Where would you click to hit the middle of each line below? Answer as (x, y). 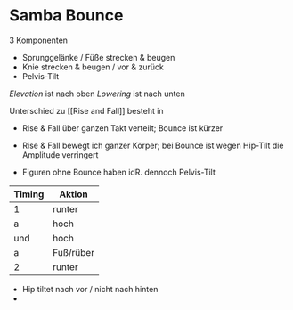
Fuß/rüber (74, 252)
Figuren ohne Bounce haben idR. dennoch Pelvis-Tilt (119, 172)
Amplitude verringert (60, 155)
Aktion (73, 194)
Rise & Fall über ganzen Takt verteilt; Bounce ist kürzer (122, 128)
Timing (29, 194)
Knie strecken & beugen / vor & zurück (93, 67)
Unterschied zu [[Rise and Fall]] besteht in (86, 110)
